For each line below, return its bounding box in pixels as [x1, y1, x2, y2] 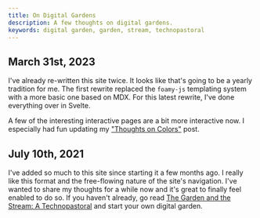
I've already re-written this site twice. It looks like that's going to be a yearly [8, 76, 253, 85]
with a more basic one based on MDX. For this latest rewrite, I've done [8, 93, 235, 102]
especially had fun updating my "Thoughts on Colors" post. [8, 125, 200, 134]
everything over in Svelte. [8, 101, 91, 111]
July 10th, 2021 [8, 147, 85, 161]
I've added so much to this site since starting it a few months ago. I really [8, 168, 244, 177]
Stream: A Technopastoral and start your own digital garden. [8, 202, 204, 210]
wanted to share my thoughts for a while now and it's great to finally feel [8, 185, 241, 194]
